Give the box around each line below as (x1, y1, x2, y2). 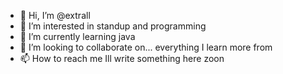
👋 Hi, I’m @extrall (19, 10, 91, 21)
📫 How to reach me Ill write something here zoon (19, 53, 225, 64)
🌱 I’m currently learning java (19, 31, 136, 42)
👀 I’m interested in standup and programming (19, 20, 207, 32)
